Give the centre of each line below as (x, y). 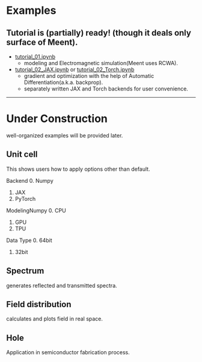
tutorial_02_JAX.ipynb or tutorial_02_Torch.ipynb (75, 69)
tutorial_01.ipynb (35, 57)
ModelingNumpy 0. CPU (36, 210)
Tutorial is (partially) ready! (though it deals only (99, 33)
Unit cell (22, 154)
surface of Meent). (42, 42)
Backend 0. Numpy (30, 180)
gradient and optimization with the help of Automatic (89, 76)
